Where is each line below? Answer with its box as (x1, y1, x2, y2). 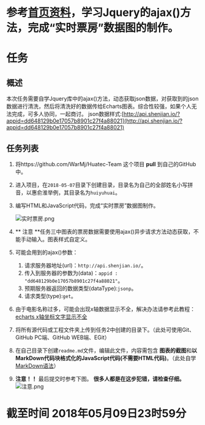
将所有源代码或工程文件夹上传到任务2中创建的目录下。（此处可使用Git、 (15, 326, 195, 333)
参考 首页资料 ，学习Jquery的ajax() (6, 6, 181, 20)
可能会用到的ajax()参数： (15, 249, 78, 256)
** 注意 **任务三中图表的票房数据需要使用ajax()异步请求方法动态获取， (15, 228, 194, 235)
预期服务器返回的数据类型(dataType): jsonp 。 (24, 285, 137, 292)
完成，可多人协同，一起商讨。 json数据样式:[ (11, 110, 124, 118)
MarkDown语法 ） (15, 362, 59, 369)
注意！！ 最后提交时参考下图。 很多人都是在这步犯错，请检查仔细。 (15, 375, 185, 382)
